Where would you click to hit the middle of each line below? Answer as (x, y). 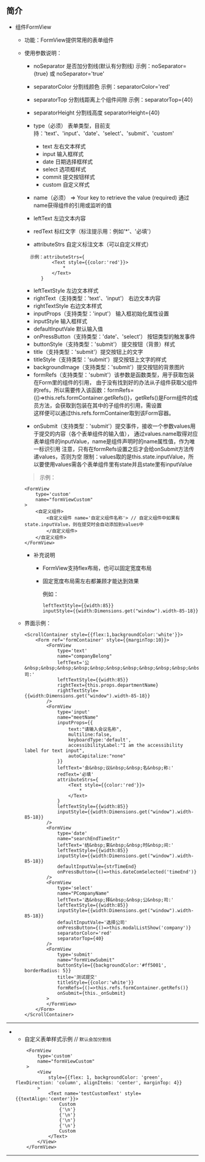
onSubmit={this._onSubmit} (92, 993)
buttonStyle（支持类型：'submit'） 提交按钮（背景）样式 (104, 344)
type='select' (75, 888)
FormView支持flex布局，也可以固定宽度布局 (97, 568)
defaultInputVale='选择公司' (92, 922)
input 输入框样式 (63, 154)
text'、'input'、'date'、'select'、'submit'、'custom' (110, 133)
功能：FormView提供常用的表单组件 (69, 40)
